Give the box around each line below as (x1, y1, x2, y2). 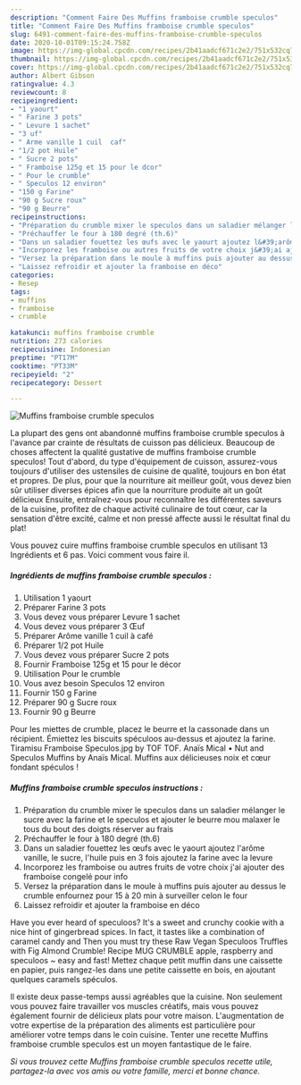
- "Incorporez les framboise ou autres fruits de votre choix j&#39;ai (10, 246, 282, 255)
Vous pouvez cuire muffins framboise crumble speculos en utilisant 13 (10, 540, 269, 551)
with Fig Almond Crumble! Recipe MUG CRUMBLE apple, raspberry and (10, 946, 273, 956)
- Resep (10, 279, 39, 288)
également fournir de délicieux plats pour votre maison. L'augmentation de (10, 1011, 285, 1022)
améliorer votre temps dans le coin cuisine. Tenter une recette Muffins (10, 1030, 269, 1040)
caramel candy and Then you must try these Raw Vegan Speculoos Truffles (10, 936, 288, 947)
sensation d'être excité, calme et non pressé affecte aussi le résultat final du (10, 513, 291, 524)
